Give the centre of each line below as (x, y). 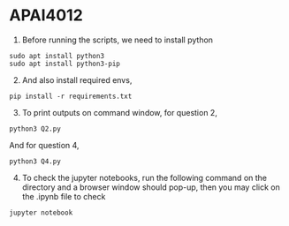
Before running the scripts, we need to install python (118, 40)
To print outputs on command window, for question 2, (120, 112)
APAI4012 (46, 15)
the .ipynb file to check (64, 196)
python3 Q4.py (35, 161)
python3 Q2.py (35, 129)
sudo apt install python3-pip (65, 64)
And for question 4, (44, 145)
